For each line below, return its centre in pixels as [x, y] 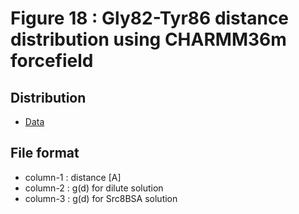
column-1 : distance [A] [73, 177]
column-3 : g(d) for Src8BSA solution [101, 198]
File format [45, 153]
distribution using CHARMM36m [148, 39]
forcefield [52, 61]
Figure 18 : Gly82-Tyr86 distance [150, 18]
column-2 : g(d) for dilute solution [94, 188]
